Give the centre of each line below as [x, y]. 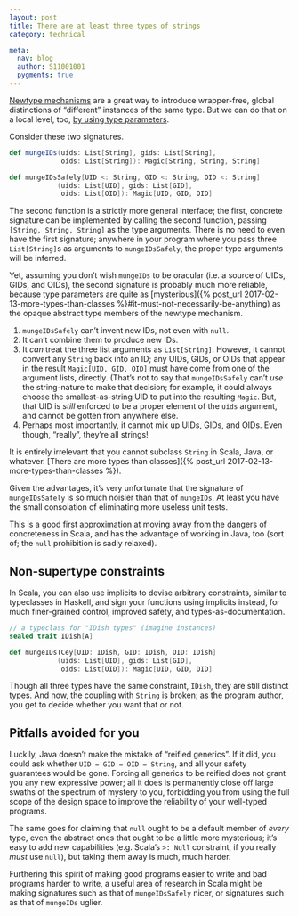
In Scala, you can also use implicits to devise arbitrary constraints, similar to [148, 593]
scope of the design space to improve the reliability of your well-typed [138, 802]
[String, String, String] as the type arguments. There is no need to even [147, 230]
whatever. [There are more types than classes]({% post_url [117, 462]
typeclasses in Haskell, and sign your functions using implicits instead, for [145, 602]
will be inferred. [38, 258]
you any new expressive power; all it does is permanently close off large [141, 783]
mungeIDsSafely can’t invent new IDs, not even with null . [125, 331]
